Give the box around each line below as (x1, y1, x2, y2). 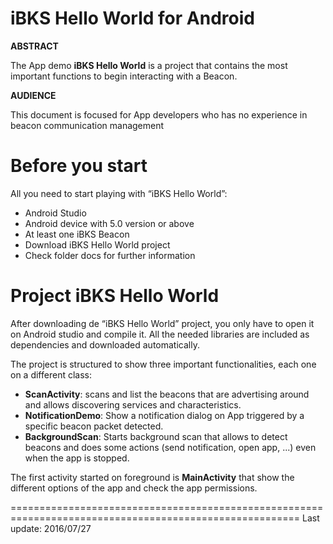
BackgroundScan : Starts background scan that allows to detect (24, 430, 288, 442)
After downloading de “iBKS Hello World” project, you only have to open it (10, 317, 315, 329)
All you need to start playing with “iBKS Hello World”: (10, 187, 228, 199)
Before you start (10, 155, 148, 177)
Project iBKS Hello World (10, 285, 220, 307)
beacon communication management (10, 119, 165, 131)
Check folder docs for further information (24, 249, 196, 261)
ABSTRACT (10, 40, 59, 52)
